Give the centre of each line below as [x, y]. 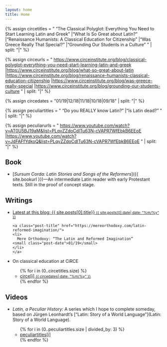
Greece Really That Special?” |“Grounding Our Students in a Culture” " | [79, 44]
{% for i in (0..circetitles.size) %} [53, 271]
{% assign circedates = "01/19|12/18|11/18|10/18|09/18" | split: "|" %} [75, 101]
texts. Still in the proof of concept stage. [54, 185]
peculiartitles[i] [35, 335]
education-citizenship [28, 81]
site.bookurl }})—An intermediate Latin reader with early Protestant [81, 179]
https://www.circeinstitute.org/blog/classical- [100, 59]
